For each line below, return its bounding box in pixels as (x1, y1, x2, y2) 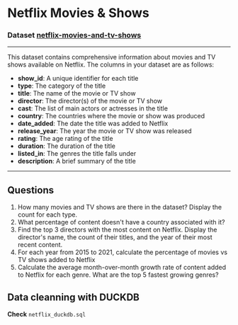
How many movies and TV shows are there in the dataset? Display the (17, 203, 222, 212)
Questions (7, 184, 55, 196)
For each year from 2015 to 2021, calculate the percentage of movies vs (17, 248, 228, 256)
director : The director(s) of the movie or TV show (17, 97, 163, 106)
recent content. (17, 241, 63, 249)
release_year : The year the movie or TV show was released (17, 127, 193, 135)
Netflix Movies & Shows (7, 5, 150, 21)
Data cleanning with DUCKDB (7, 291, 140, 303)
